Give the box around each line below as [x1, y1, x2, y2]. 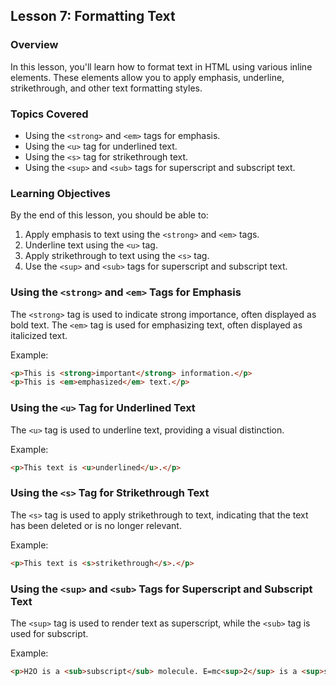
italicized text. [10, 329, 68, 341]
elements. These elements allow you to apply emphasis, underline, [10, 71, 285, 83]
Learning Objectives [10, 186, 112, 200]
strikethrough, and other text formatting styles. [10, 82, 203, 94]
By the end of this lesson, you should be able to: [10, 209, 209, 221]
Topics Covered [10, 107, 89, 121]
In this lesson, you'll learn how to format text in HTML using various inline [10, 60, 313, 73]
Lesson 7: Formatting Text [10, 8, 176, 25]
